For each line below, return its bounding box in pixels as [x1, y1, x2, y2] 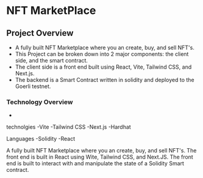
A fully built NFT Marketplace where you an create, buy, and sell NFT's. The [6, 147, 197, 154]
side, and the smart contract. [15, 57, 88, 64]
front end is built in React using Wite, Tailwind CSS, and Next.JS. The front [6, 153, 193, 161]
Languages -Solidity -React [6, 135, 76, 143]
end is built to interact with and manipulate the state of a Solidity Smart [6, 160, 185, 167]
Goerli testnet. [15, 83, 51, 90]
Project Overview [6, 28, 74, 38]
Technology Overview [6, 98, 73, 106]
